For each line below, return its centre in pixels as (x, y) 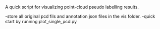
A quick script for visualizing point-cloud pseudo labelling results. (72, 7)
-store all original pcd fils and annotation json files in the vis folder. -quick (80, 16)
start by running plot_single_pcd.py (41, 22)
